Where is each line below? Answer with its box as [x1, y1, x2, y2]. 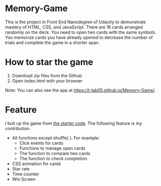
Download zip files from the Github [12, 72, 82, 78]
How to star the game [5, 57, 93, 68]
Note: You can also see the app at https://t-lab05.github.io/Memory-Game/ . [5, 87, 156, 93]
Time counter [12, 171, 39, 177]
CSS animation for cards [12, 161, 61, 167]
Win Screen [12, 176, 36, 182]
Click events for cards [19, 140, 64, 146]
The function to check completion [19, 155, 88, 161]
